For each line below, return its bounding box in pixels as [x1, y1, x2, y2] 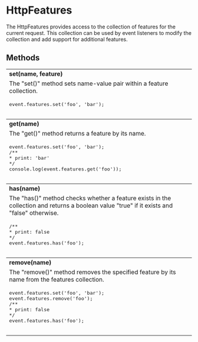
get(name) [9, 120, 39, 128]
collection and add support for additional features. [6, 36, 128, 43]
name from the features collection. [9, 275, 104, 283]
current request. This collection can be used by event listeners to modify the [6, 29, 192, 36]
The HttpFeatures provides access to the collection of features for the [6, 23, 176, 30]
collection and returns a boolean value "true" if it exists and [9, 201, 173, 209]
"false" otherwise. [9, 208, 59, 217]
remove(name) [9, 258, 52, 266]
